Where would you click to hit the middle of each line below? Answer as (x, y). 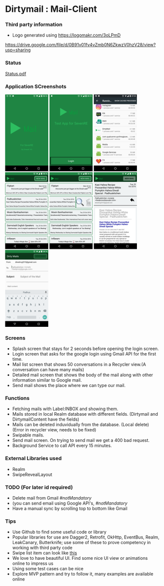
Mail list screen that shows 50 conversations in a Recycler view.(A (79, 364)
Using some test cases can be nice (48, 569)
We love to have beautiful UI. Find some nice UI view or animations (80, 558)
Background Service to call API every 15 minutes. (62, 446)
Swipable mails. (28, 435)
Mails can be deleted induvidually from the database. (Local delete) (81, 425)
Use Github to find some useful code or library (59, 532)
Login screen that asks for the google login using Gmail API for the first (84, 354)
